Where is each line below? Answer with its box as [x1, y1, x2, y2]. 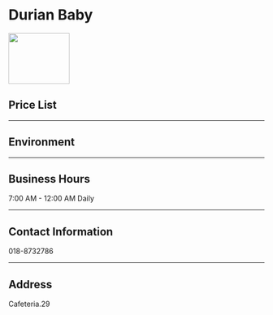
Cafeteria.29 [8, 299, 50, 309]
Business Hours [8, 172, 91, 186]
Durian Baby [8, 6, 93, 24]
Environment [8, 136, 76, 149]
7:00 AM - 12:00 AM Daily [8, 193, 95, 204]
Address [8, 278, 53, 291]
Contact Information [8, 225, 114, 239]
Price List [8, 98, 57, 112]
